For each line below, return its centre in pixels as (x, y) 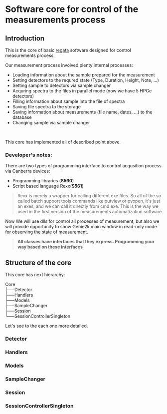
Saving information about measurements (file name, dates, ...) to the (82, 112)
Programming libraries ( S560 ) (43, 181)
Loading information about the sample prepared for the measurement (83, 75)
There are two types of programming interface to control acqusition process (83, 166)
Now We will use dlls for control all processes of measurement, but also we (82, 221)
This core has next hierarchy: (35, 275)
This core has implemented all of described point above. (63, 142)
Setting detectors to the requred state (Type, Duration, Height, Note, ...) (86, 80)
